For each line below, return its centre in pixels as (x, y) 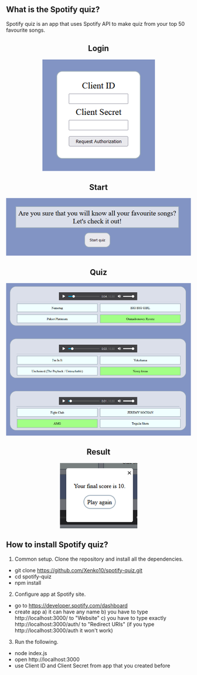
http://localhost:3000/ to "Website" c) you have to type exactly (90, 618)
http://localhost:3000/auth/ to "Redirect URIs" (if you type (84, 624)
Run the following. (36, 642)
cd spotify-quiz (33, 576)
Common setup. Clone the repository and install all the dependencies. (99, 559)
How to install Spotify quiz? (57, 545)
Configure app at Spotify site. (50, 594)
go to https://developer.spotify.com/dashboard (71, 605)
